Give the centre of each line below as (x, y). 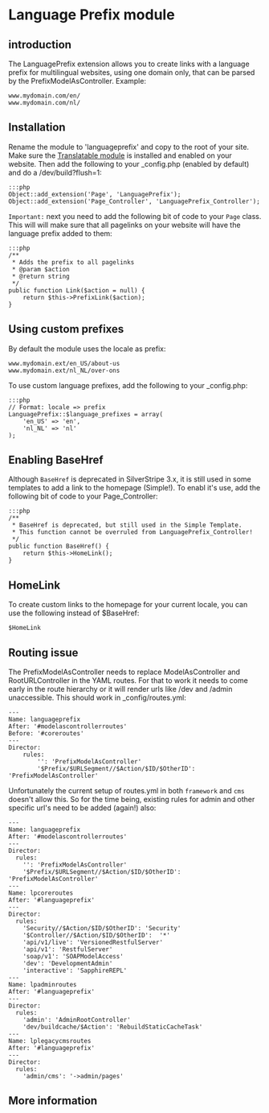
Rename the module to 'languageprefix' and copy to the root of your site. (129, 147)
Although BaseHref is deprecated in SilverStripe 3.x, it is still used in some (130, 479)
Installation (37, 128)
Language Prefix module (92, 15)
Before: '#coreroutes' (46, 734)
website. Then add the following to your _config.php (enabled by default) (129, 163)
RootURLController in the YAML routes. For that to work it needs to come (128, 681)
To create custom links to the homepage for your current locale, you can (128, 605)
